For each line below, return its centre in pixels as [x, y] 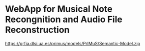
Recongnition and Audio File [64, 19]
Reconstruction [37, 30]
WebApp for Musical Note [59, 9]
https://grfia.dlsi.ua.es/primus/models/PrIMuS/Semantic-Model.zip [73, 43]
